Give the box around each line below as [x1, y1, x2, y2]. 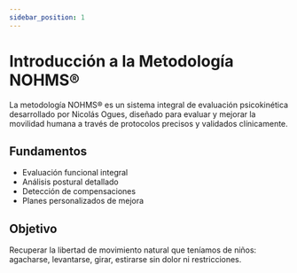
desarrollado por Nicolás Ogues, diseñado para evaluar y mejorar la [9, 108, 256, 120]
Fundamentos [9, 144, 88, 159]
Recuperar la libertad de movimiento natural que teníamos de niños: [9, 245, 257, 255]
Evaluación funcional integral [21, 168, 129, 178]
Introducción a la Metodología [9, 51, 234, 71]
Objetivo [9, 221, 58, 236]
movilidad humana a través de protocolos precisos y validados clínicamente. [9, 118, 288, 129]
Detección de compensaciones [21, 186, 136, 197]
